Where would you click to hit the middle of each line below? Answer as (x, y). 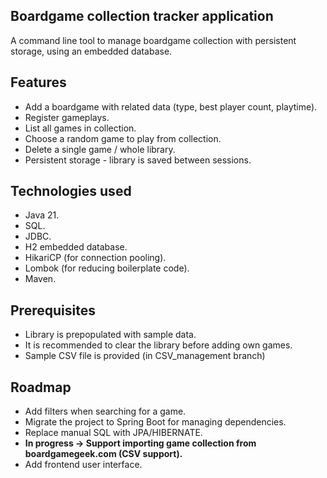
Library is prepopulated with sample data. (110, 335)
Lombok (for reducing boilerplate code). (107, 268)
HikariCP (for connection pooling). (95, 258)
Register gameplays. (67, 117)
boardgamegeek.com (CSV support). (103, 454)
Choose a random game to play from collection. (123, 138)
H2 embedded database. (76, 247)
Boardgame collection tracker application (142, 16)
